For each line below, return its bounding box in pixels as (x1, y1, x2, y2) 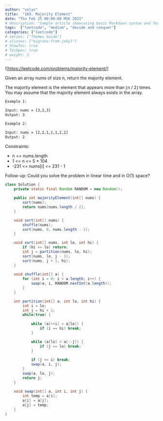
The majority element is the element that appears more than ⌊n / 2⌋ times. (5, 85, 152, 91)
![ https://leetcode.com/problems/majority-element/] (5, 66, 109, 72)
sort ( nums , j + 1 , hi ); (22, 258, 70, 263)
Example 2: (5, 121, 27, 126)
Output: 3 (5, 112, 25, 117)
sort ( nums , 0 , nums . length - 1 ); (22, 227, 90, 232)
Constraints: (5, 143, 30, 149)
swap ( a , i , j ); (31, 362, 62, 367)
